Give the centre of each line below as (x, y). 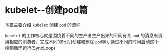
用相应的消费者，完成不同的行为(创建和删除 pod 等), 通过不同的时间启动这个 (82, 42)
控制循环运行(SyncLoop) (30, 48)
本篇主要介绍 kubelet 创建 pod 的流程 (43, 25)
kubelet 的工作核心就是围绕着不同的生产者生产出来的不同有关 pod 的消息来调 (84, 35)
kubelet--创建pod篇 (47, 10)
